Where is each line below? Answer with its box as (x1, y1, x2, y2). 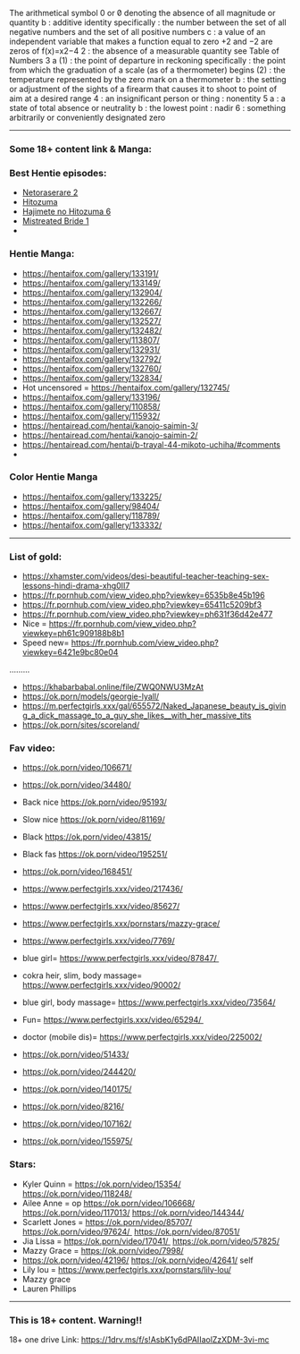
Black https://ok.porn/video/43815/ (21, 831, 152, 842)
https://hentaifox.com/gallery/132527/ (21, 315, 162, 326)
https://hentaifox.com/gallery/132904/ (21, 286, 162, 298)
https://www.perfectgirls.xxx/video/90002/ (21, 980, 181, 991)
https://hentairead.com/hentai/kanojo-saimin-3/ (21, 420, 199, 430)
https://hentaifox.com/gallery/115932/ (21, 411, 161, 422)
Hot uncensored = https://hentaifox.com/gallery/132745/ (21, 382, 230, 393)
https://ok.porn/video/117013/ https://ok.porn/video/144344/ (21, 1207, 245, 1218)
